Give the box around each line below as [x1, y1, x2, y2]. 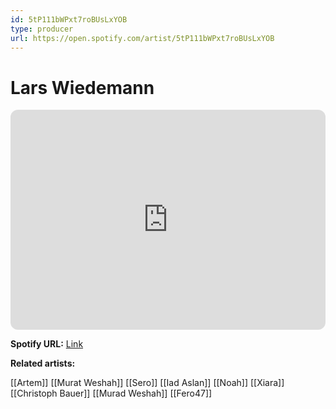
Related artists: [10, 357, 76, 370]
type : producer [10, 24, 74, 34]
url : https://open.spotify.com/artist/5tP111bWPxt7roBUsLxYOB [10, 33, 275, 43]
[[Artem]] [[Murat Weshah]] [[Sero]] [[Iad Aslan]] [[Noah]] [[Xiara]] [10, 377, 285, 389]
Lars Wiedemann [10, 76, 155, 99]
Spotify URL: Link [10, 338, 84, 350]
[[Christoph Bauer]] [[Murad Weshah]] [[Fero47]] [10, 387, 213, 400]
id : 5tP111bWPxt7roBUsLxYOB [10, 14, 128, 25]
